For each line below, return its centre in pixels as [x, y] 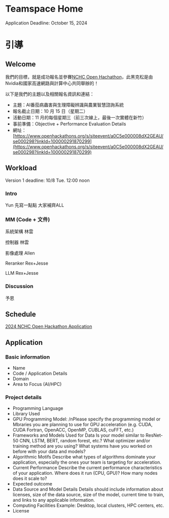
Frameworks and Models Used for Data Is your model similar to [78, 435]
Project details [24, 398]
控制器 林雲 [17, 242]
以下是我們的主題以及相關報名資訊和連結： [50, 94]
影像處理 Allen [20, 253]
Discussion [20, 286]
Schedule [21, 315]
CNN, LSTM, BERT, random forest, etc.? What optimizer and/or [85, 441]
